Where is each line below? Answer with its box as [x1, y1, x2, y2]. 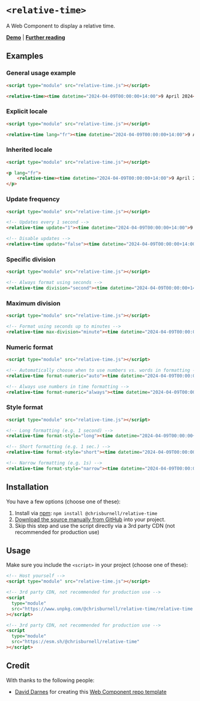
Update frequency [6, 195, 60, 204]
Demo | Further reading [6, 33, 65, 40]
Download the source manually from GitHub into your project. [14, 516, 165, 523]
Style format [6, 403, 43, 412]
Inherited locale [6, 145, 52, 154]
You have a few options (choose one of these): [6, 498, 121, 505]
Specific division [6, 255, 56, 263]
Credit [6, 661, 30, 671]
